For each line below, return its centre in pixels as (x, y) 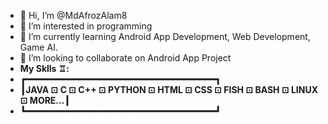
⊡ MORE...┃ (44, 100)
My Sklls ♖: (44, 68)
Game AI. (38, 47)
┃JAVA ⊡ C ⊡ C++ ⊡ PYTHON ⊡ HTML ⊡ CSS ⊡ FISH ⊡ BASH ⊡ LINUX (169, 89)
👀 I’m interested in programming (86, 26)
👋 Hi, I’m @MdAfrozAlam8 (73, 15)
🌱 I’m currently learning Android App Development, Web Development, (165, 36)
